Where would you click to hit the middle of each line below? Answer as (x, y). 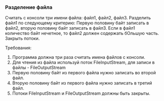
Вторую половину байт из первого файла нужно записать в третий (82, 83)
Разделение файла (29, 7)
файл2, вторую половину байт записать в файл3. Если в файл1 (70, 28)
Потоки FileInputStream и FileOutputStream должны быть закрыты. (81, 93)
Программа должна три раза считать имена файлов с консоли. (79, 57)
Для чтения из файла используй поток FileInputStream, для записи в (83, 63)
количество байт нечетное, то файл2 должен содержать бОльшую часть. (82, 34)
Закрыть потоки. (23, 38)
